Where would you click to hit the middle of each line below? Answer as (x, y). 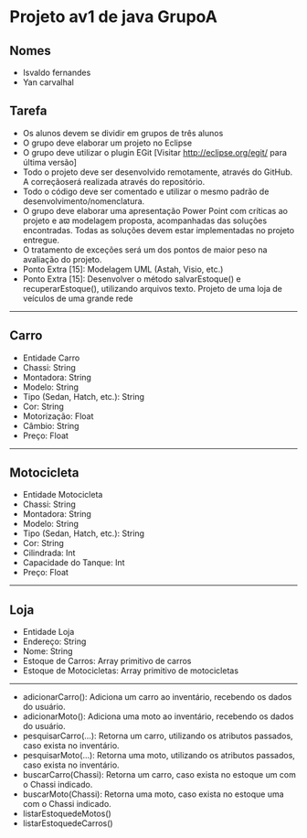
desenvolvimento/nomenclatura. (84, 201)
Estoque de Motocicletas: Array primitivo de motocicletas (131, 671)
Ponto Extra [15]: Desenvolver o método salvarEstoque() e (132, 279)
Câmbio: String (51, 425)
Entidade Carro (51, 358)
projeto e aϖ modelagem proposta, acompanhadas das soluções (145, 220)
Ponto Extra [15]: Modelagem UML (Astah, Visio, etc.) (123, 269)
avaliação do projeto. (62, 259)
